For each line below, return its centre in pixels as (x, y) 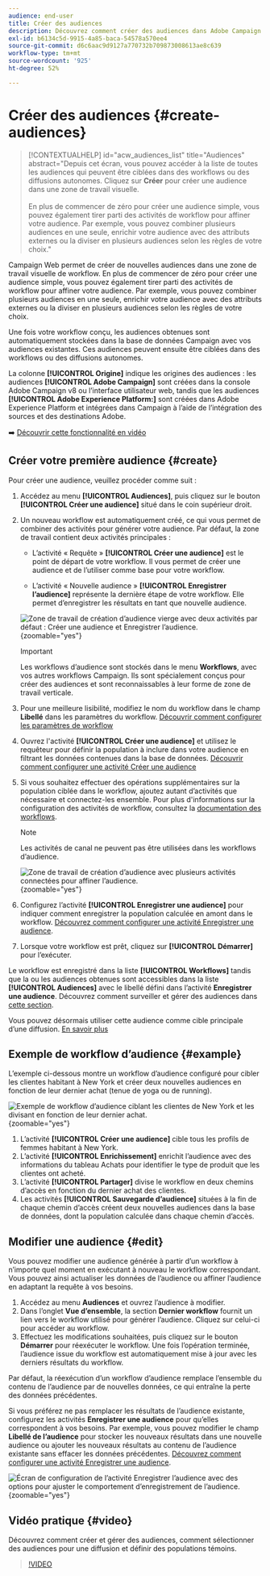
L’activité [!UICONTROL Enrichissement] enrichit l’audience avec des (135, 1156)
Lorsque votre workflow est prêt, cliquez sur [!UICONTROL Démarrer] (137, 946)
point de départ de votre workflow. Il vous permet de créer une (136, 561)
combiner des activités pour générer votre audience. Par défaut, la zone (139, 529)
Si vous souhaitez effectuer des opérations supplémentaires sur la (130, 782)
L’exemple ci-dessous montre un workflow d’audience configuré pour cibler (134, 1073)
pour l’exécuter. (46, 955)
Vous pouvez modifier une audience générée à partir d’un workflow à (123, 1261)
